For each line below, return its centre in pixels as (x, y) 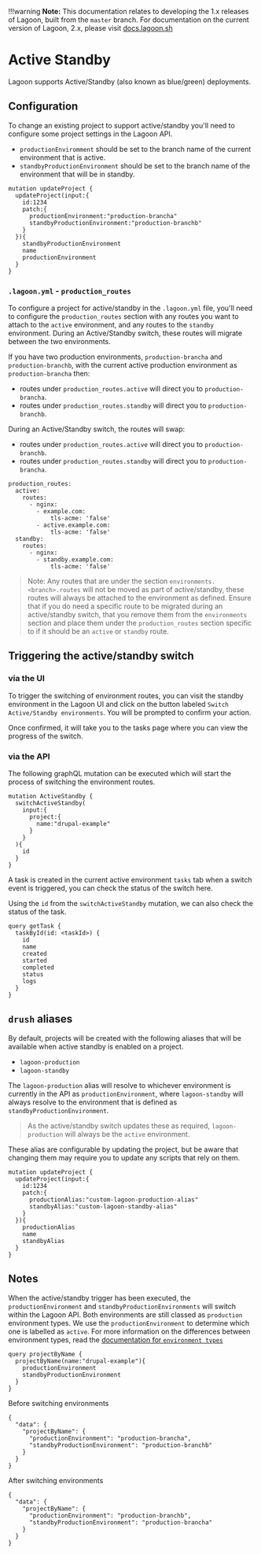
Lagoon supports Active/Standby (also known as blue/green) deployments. (130, 81)
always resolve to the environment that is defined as (93, 1102)
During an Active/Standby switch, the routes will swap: (97, 429)
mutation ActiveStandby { (50, 797)
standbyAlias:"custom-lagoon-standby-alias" (103, 1206)
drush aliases (40, 1019)
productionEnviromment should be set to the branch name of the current (135, 149)
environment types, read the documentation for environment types (116, 1339)
